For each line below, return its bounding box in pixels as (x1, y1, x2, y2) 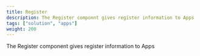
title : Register (6, 9, 47, 15)
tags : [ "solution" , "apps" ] (6, 20, 78, 26)
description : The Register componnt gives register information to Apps (6, 15, 195, 21)
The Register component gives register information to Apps (6, 43, 155, 50)
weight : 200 (6, 26, 36, 32)
